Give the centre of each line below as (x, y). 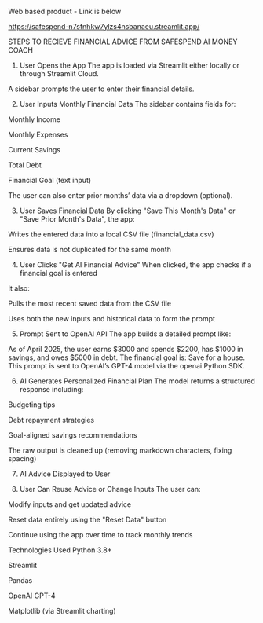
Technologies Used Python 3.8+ (60, 550)
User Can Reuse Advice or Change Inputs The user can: (110, 489)
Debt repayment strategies (51, 420)
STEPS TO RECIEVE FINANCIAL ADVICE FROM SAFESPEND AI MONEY (123, 42)
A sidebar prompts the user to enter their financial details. (101, 89)
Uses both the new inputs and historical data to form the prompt (112, 319)
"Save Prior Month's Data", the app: (77, 219)
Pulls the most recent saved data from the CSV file (89, 303)
